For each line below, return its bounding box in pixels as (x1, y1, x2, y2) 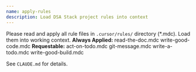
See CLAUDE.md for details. (6, 60, 68, 67)
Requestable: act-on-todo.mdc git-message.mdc (31, 42, 151, 50)
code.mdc (6, 42, 31, 50)
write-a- (152, 42, 173, 50)
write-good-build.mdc (30, 49, 84, 56)
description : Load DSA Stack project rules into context (6, 14, 148, 20)
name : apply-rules (6, 8, 51, 15)
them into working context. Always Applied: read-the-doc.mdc (6, 36, 160, 43)
